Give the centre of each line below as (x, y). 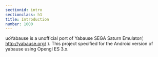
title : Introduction (27, 19)
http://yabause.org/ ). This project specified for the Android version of (79, 44)
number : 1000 (19, 24)
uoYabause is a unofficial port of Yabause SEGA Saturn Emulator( (74, 38)
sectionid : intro (24, 10)
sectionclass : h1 (24, 15)
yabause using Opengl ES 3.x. (37, 49)
